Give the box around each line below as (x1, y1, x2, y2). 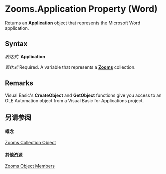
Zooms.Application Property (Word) (5, 3, 158, 15)
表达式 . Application (5, 53, 46, 59)
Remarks (5, 79, 34, 88)
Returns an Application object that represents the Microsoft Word (5, 20, 141, 26)
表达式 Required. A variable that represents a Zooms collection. (5, 64, 136, 70)
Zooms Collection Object (5, 140, 56, 146)
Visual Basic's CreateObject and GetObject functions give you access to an (5, 92, 162, 98)
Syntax (5, 40, 28, 48)
